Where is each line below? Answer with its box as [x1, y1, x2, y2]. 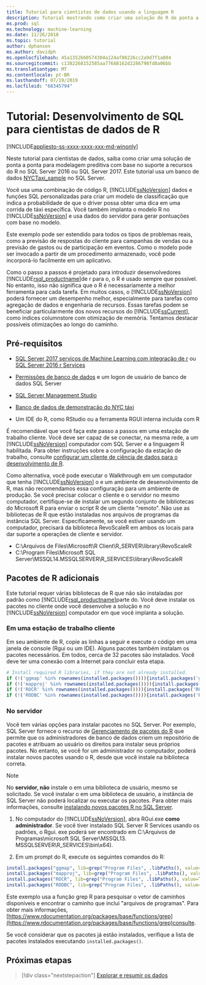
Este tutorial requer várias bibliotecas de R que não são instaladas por [6, 589, 183, 597]
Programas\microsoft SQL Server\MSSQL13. [15, 835, 127, 842]
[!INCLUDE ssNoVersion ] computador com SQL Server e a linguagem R [6, 440, 185, 448]
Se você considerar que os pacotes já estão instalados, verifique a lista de [6, 931, 194, 938]
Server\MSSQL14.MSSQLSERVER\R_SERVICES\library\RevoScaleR [15, 555, 183, 562]
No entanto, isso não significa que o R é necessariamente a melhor [6, 282, 176, 289]
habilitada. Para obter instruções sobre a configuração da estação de [6, 447, 181, 454]
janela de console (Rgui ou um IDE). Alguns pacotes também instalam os [6, 645, 189, 652]
